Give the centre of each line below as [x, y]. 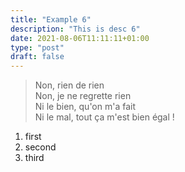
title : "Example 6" [51, 19]
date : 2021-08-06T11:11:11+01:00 [80, 38]
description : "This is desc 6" [75, 29]
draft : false [37, 57]
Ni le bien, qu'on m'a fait [85, 107]
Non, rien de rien [69, 85]
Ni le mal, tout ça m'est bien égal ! [104, 117]
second [40, 147]
